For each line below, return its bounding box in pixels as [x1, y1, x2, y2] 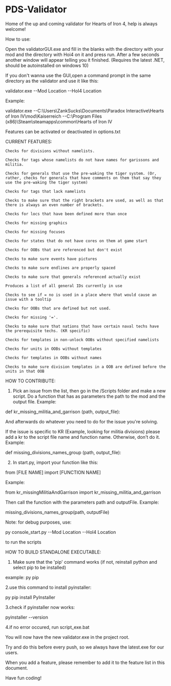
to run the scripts [5, 539, 42, 545]
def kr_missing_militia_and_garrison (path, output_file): [5, 409, 120, 415]
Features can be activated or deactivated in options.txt [5, 128, 121, 135]
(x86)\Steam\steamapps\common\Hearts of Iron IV [5, 118, 113, 124]
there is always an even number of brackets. [5, 202, 104, 208]
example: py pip [5, 574, 39, 580]
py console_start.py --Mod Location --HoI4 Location [5, 529, 116, 535]
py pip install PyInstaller [5, 594, 55, 600]
